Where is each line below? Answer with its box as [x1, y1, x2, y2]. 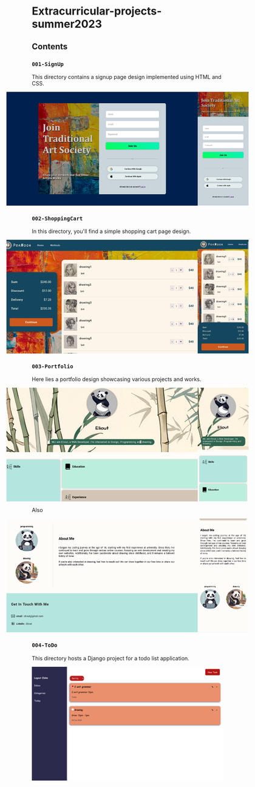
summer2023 [32, 17, 103, 31]
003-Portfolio [32, 363, 73, 370]
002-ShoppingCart [32, 215, 83, 222]
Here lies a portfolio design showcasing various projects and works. [32, 376, 202, 383]
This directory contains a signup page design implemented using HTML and [32, 73, 222, 80]
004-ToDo [32, 642, 58, 649]
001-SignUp [32, 61, 64, 67]
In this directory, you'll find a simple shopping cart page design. [32, 228, 191, 235]
